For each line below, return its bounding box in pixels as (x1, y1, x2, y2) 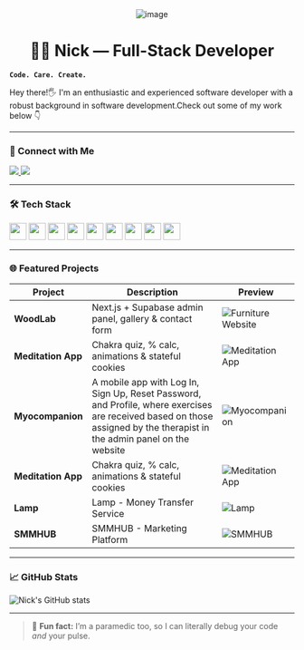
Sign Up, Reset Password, (91, 387, 202, 400)
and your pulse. (31, 630, 90, 642)
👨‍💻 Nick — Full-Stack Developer (30, 41, 274, 62)
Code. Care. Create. (9, 70, 88, 80)
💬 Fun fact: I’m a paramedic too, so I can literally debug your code (31, 621, 279, 632)
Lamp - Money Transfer (91, 496, 195, 509)
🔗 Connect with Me (9, 144, 95, 157)
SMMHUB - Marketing (91, 521, 187, 534)
